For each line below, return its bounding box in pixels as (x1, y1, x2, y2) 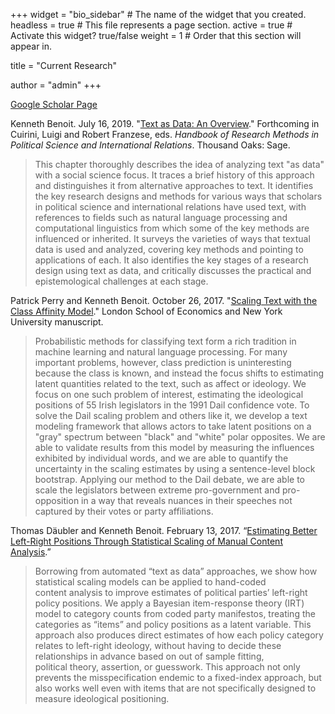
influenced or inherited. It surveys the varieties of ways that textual (34, 233, 311, 244)
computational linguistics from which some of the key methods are (34, 222, 310, 234)
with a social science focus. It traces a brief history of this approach (34, 169, 315, 181)
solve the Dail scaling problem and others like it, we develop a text (34, 410, 308, 421)
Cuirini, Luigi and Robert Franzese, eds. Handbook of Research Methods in (10, 129, 320, 140)
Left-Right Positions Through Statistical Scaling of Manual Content (10, 535, 283, 547)
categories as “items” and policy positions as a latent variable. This (34, 619, 312, 630)
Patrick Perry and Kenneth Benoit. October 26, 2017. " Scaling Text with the (10, 295, 318, 306)
